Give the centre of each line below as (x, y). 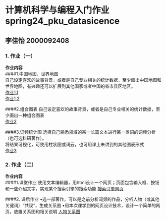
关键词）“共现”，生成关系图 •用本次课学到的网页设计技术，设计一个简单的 (81, 206)
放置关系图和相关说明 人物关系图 (47, 212)
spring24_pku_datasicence (62, 21)
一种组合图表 (31, 115)
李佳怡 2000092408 (37, 40)
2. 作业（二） (21, 164)
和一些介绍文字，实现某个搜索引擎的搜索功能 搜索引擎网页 (64, 189)
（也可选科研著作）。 (26, 138)
